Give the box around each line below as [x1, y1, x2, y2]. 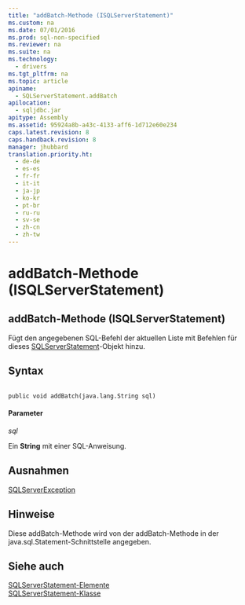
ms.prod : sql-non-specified [8, 33, 101, 42]
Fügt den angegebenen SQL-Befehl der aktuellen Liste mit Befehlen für [8, 333, 237, 343]
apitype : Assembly [8, 114, 68, 122]
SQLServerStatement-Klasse [8, 588, 101, 598]
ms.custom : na [8, 19, 55, 27]
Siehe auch [8, 559, 64, 573]
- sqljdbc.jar [15, 107, 61, 115]
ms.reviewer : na [8, 41, 61, 49]
